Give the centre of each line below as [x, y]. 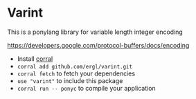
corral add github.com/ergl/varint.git [75, 66]
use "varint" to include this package [70, 80]
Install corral [35, 58]
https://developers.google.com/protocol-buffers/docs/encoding [98, 45]
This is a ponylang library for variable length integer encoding [95, 32]
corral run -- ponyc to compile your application [86, 88]
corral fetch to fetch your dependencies [76, 73]
